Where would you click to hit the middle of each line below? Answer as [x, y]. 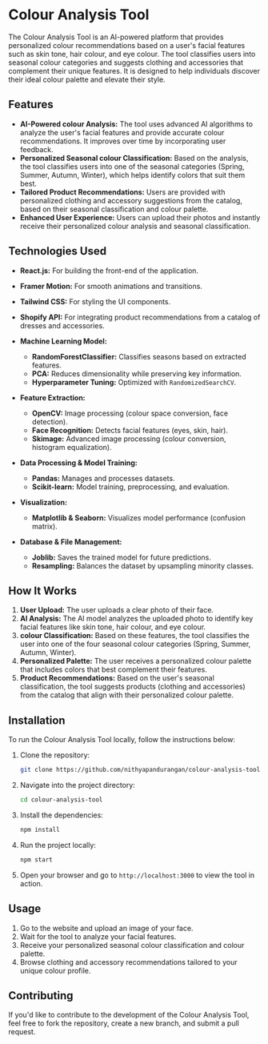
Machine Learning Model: [64, 341]
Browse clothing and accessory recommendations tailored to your [128, 962]
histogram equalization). [72, 447]
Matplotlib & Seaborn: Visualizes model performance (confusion [139, 517]
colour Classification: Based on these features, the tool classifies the [134, 636]
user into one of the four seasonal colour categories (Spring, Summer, [135, 644]
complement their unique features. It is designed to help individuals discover [134, 70]
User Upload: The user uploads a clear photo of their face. [117, 610]
